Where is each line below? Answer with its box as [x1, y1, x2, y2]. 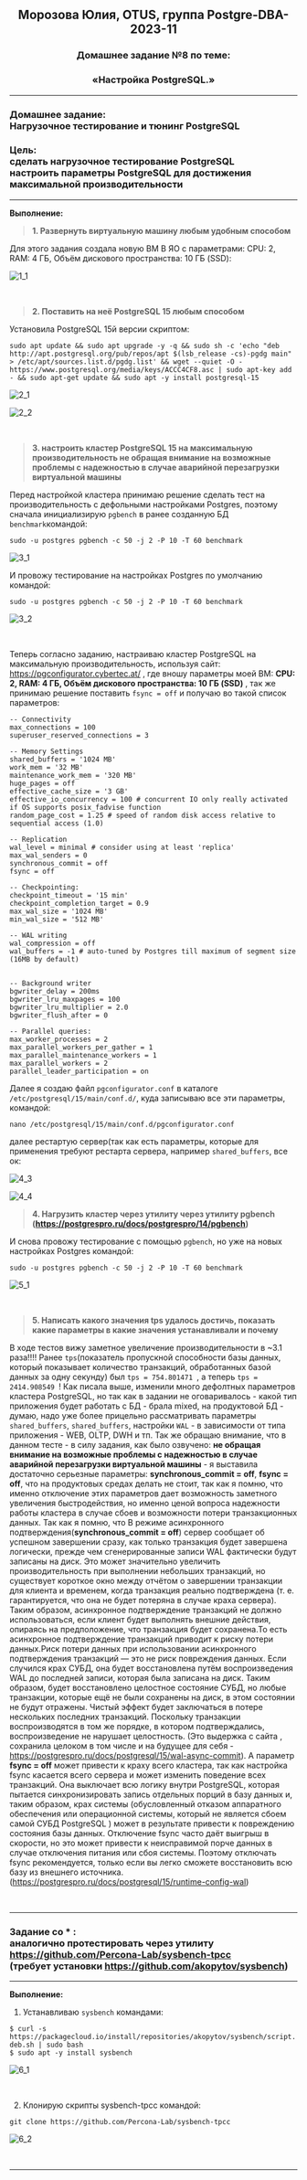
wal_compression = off [9, 939, 96, 948]
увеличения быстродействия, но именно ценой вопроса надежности [9, 1497, 281, 1508]
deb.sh [9, 2040, 35, 2050]
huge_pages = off [9, 779, 76, 788]
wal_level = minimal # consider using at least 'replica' [9, 843, 235, 852]
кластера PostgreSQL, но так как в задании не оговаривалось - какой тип [9, 1390, 297, 1401]
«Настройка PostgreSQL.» [91, 73, 216, 86]
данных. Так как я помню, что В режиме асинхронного [9, 1516, 225, 1527]
